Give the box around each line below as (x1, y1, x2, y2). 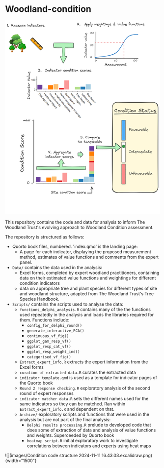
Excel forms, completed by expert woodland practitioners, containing (19, 270, 160, 275)
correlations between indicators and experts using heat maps (27, 443, 151, 449)
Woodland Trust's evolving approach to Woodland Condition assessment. (5, 224, 154, 230)
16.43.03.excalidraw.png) (101, 452, 153, 458)
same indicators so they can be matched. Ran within (19, 401, 126, 407)
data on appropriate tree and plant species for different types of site (19, 285, 158, 291)
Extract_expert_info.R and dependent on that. (19, 406, 114, 412)
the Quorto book (19, 380, 53, 386)
